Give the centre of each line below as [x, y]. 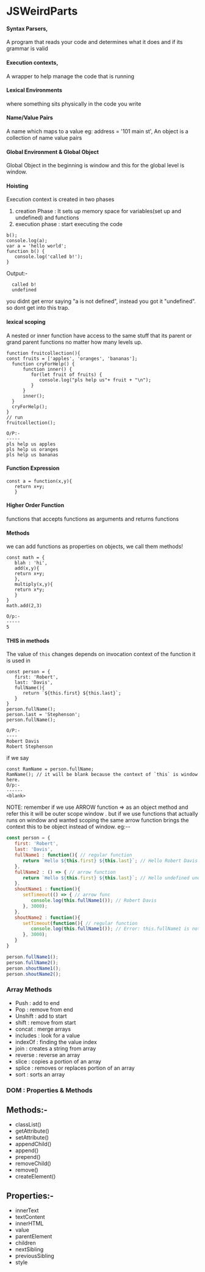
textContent [30, 1217]
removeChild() [33, 1164]
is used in [18, 660]
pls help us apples [31, 444]
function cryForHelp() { [43, 364]
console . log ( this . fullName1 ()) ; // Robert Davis [94, 901]
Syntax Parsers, [27, 28]
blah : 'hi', [31, 563]
